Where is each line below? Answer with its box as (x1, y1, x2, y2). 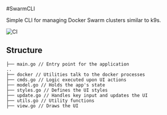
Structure (6, 45, 43, 55)
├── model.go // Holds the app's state (6, 82, 106, 88)
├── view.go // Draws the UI (6, 102, 79, 109)
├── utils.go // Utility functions (6, 98, 95, 104)
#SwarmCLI (6, 5, 35, 12)
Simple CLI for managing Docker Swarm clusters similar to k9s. (6, 17, 161, 23)
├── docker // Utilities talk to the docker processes (6, 72, 146, 77)
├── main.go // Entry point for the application (6, 61, 129, 67)
